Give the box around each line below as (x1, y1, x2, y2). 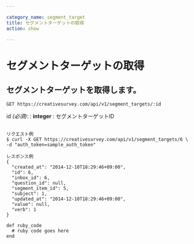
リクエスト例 (6, 131, 34, 137)
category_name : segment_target (6, 14, 85, 20)
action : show (6, 25, 39, 32)
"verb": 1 (12, 207, 36, 213)
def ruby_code (6, 223, 42, 229)
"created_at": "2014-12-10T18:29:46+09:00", (12, 164, 126, 171)
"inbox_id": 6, (12, 175, 50, 181)
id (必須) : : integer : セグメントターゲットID (6, 113, 115, 120)
